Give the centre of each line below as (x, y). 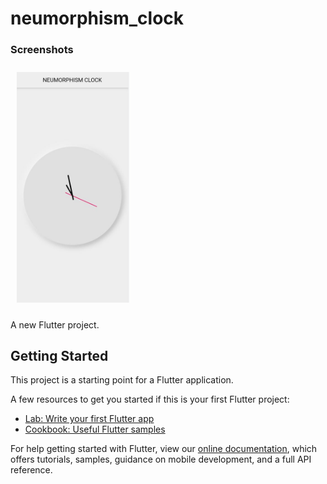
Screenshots (42, 50)
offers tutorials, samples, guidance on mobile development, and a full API (161, 459)
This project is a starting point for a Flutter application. (122, 380)
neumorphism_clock (97, 18)
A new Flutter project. (55, 324)
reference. (31, 470)
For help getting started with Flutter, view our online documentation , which (164, 449)
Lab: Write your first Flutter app (89, 419)
